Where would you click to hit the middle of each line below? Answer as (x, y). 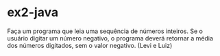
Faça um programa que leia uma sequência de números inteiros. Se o (105, 31)
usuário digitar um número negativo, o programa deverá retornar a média (110, 38)
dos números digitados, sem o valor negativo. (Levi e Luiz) (90, 45)
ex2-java (33, 12)
